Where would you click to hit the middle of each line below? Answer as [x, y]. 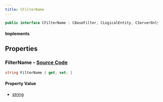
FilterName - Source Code [36, 62]
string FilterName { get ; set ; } [39, 73]
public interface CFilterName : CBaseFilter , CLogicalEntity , [69, 23]
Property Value [21, 84]
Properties [21, 49]
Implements [17, 34]
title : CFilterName [25, 9]
